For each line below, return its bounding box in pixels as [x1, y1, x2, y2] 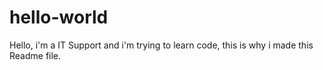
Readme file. [9, 49, 62, 61]
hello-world [9, 6, 109, 29]
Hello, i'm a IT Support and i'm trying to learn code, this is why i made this [9, 39, 314, 51]
